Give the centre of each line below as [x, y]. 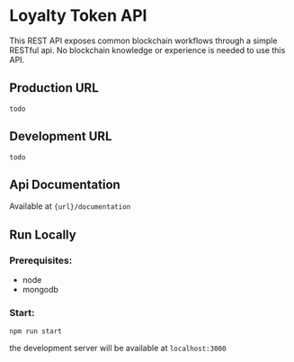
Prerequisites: [41, 260]
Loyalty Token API [78, 16]
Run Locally [43, 235]
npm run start [36, 331]
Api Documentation [65, 184]
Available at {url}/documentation [70, 206]
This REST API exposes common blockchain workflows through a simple [143, 41]
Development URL [61, 136]
